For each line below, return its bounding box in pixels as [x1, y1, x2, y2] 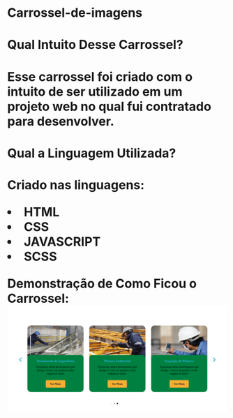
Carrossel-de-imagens [7, 5, 143, 21]
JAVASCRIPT [24, 234, 101, 249]
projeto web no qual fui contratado [7, 98, 211, 114]
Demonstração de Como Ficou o [7, 276, 197, 291]
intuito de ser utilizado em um [7, 84, 183, 99]
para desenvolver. [7, 113, 115, 129]
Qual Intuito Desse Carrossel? [7, 37, 183, 53]
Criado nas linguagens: [7, 177, 145, 193]
